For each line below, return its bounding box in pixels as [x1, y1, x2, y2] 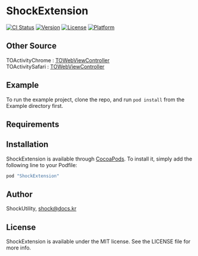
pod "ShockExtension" [6, 173, 60, 179]
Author [6, 190, 33, 200]
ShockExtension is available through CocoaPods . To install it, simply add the [6, 155, 193, 162]
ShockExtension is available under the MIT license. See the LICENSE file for [6, 238, 191, 245]
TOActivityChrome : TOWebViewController [6, 56, 110, 63]
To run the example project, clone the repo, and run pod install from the [6, 96, 185, 103]
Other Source [6, 41, 57, 51]
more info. [6, 244, 31, 251]
